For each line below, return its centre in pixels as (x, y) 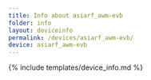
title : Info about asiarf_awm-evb (66, 15)
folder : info (30, 23)
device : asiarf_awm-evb (48, 45)
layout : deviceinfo (41, 30)
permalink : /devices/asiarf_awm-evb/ (71, 38)
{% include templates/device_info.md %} (76, 67)
